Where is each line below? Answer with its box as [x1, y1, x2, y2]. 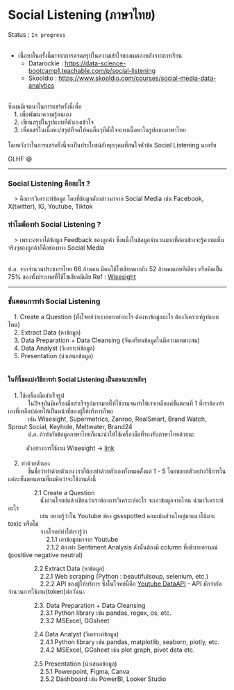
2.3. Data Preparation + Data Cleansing [33, 602, 146, 610]
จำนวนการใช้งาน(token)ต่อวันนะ [8, 588, 85, 596]
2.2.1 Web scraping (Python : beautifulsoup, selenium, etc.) [40, 572, 209, 581]
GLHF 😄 [8, 154, 33, 163]
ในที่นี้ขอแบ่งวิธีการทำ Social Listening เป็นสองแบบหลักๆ [8, 376, 147, 384]
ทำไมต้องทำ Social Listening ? [8, 220, 101, 230]
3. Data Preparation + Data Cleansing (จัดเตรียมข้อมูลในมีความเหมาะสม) [14, 336, 200, 344]
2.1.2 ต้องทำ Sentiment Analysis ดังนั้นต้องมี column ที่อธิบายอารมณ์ [45, 543, 218, 552]
